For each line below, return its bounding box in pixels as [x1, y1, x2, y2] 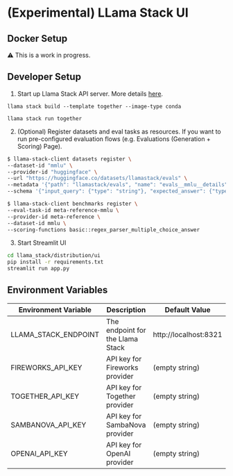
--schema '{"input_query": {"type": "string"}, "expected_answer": [7, 188, 207, 195]
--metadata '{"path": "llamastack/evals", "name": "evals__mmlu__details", [7, 181, 231, 188]
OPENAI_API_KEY [10, 448, 68, 458]
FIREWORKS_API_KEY [10, 363, 83, 372]
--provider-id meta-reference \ [7, 213, 101, 220]
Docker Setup [7, 33, 68, 44]
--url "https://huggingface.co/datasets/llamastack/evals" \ [7, 175, 188, 182]
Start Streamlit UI [17, 238, 67, 247]
